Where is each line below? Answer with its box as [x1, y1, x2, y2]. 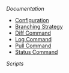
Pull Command [14, 42, 52, 49]
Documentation [6, 5, 45, 12]
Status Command [14, 48, 58, 56]
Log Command [14, 36, 52, 42]
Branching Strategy [14, 23, 63, 30]
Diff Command [14, 29, 51, 36]
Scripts [6, 60, 24, 67]
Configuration [14, 17, 49, 23]
